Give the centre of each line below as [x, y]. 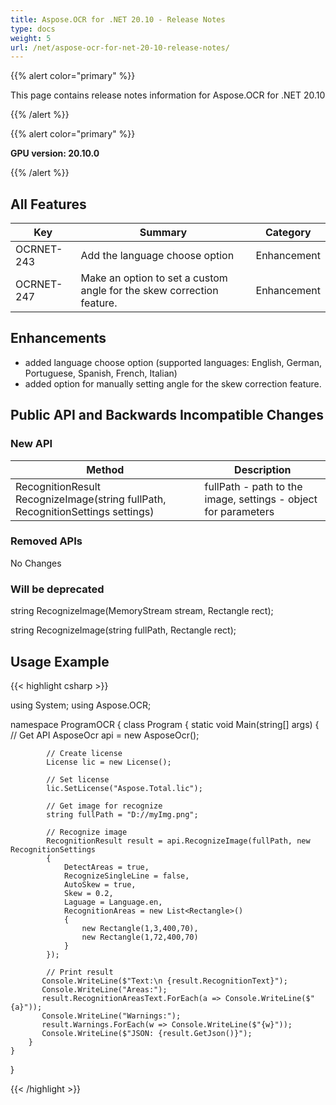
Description [263, 469]
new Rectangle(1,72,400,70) [140, 937]
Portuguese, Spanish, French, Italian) [101, 373]
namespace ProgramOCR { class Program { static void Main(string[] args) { [165, 724]
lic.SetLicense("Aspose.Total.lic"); [124, 788]
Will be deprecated [57, 589]
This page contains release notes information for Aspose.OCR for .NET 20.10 [168, 95]
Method [105, 469]
